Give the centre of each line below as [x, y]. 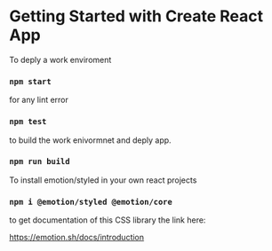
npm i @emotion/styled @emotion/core [91, 202]
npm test [28, 122]
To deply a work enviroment [60, 59]
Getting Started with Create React [136, 16]
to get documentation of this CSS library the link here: [108, 220]
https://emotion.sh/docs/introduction [77, 238]
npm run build [40, 162]
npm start [30, 81]
